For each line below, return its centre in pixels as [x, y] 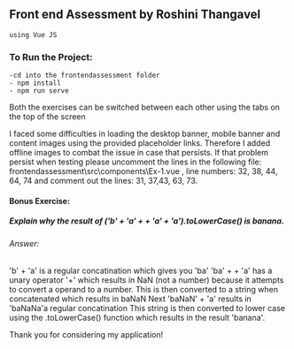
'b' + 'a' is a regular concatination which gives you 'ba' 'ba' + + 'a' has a [141, 271]
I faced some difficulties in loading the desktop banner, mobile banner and [145, 134]
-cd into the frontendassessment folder [85, 76]
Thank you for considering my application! [86, 335]
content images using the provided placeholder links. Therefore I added [140, 143]
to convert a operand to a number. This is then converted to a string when [144, 290]
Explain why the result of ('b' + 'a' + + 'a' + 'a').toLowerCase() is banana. [147, 221]
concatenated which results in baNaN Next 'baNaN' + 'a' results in [131, 299]
